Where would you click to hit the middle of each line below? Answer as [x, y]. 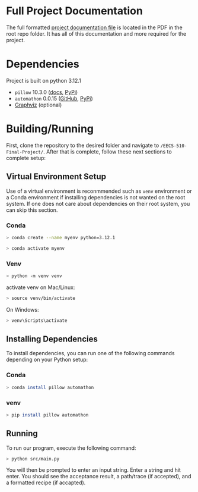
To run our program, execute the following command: [71, 448]
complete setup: [26, 158]
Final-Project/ [25, 152]
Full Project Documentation [75, 11]
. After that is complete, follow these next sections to [108, 151]
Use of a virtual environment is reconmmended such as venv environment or [99, 191]
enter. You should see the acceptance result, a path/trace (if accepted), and [99, 477]
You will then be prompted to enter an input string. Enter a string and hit [93, 470]
